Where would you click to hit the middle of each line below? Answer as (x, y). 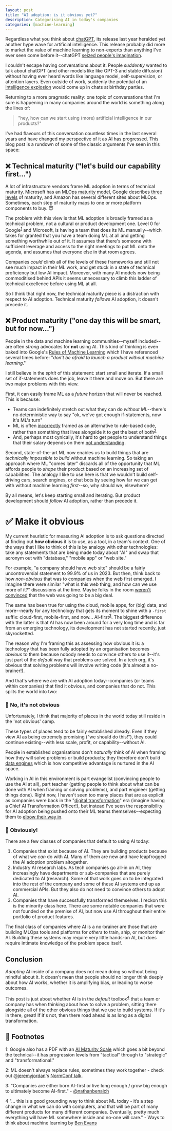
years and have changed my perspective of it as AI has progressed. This (82, 139)
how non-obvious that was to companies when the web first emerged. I (81, 579)
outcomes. (17, 988)
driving (13, 480)
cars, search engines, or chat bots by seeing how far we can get (89, 480)
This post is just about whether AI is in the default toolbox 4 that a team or (83, 998)
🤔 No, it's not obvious (33, 704)
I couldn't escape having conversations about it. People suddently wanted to (86, 65)
